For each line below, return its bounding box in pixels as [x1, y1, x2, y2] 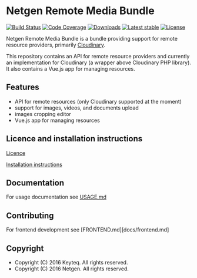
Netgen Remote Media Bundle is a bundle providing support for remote [6, 35, 178, 42]
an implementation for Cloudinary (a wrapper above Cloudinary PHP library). [6, 59, 191, 66]
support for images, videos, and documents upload [14, 104, 139, 111]
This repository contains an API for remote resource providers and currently [6, 52, 190, 59]
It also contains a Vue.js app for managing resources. [6, 65, 135, 72]
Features [6, 82, 39, 92]
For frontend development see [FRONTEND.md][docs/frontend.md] [6, 226, 169, 233]
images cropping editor [14, 110, 72, 117]
